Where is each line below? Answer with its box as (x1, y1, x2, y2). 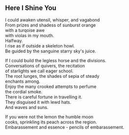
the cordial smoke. (5, 89, 43, 94)
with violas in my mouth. (5, 32, 54, 38)
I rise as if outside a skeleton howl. (5, 43, 75, 48)
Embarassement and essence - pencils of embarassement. (5, 124, 125, 130)
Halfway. (5, 38, 23, 44)
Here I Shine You (5, 4, 56, 12)
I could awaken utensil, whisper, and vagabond (5, 17, 100, 22)
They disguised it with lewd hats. (5, 99, 72, 105)
